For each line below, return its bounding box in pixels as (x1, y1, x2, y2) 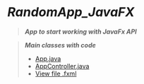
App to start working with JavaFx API (24, 27, 138, 36)
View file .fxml (35, 69, 77, 78)
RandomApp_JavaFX (7, 4, 135, 20)
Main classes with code (24, 41, 97, 49)
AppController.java (35, 62, 90, 70)
